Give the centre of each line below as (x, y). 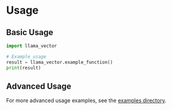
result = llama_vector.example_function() (60, 62)
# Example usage (26, 56)
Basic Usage (30, 32)
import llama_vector (32, 46)
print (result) (24, 68)
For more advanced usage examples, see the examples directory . (86, 100)
